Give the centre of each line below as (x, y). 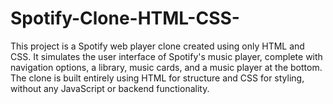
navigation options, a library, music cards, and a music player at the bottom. (166, 67)
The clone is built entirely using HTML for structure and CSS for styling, (157, 78)
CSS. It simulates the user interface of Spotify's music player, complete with (166, 56)
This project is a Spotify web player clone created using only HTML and (157, 46)
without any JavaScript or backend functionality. (110, 88)
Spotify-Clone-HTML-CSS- (125, 18)
